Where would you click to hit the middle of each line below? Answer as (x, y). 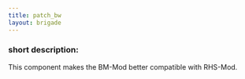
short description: (43, 50)
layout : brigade (35, 23)
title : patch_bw (35, 15)
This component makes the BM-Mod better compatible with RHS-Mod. (123, 66)
